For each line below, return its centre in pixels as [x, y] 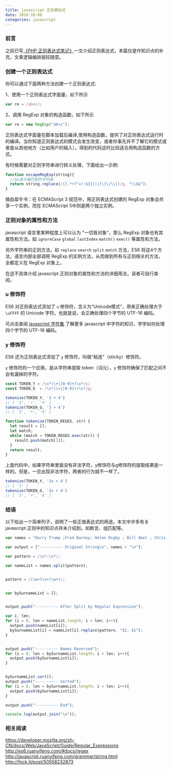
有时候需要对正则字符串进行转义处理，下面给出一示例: [62, 165]
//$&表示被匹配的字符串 [32, 179]
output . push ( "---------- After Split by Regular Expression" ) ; [74, 607]
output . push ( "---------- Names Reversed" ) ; [52, 649]
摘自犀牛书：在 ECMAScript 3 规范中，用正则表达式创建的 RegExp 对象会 [82, 199]
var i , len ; [18, 616]
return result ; [26, 450]
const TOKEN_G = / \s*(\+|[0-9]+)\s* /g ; [49, 388]
